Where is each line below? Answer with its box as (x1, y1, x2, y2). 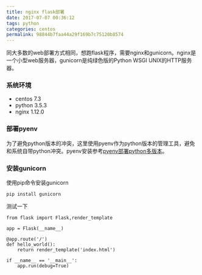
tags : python (6, 20, 40, 26)
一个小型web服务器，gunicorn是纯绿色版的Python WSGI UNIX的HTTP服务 (6, 57, 192, 64)
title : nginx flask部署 (6, 9, 65, 15)
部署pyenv (6, 124, 38, 133)
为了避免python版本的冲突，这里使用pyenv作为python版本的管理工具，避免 (6, 140, 195, 147)
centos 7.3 (15, 95, 41, 102)
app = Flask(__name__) (6, 226, 64, 232)
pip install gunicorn (6, 191, 61, 198)
